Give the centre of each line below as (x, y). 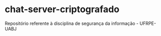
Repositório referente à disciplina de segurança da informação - (72, 23)
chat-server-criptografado (62, 9)
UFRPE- (148, 23)
